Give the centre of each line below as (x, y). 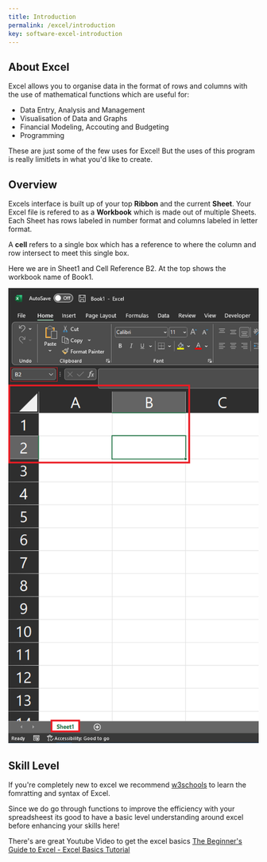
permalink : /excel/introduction (62, 25)
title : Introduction (43, 17)
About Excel (39, 67)
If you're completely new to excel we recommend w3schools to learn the (127, 785)
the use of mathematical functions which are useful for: (99, 95)
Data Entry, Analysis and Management (82, 110)
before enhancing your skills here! (64, 826)
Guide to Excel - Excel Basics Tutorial (69, 850)
